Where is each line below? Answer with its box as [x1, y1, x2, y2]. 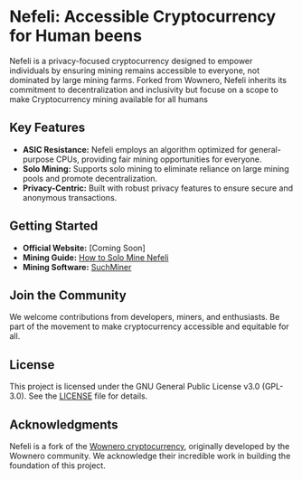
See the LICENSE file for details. [28, 391, 148, 401]
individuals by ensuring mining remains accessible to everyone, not [9, 65, 260, 76]
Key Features [9, 120, 86, 136]
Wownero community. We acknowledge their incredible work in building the [9, 450, 291, 461]
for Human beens [9, 25, 143, 46]
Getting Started [9, 219, 99, 234]
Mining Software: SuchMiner [22, 261, 132, 272]
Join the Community [9, 287, 127, 303]
